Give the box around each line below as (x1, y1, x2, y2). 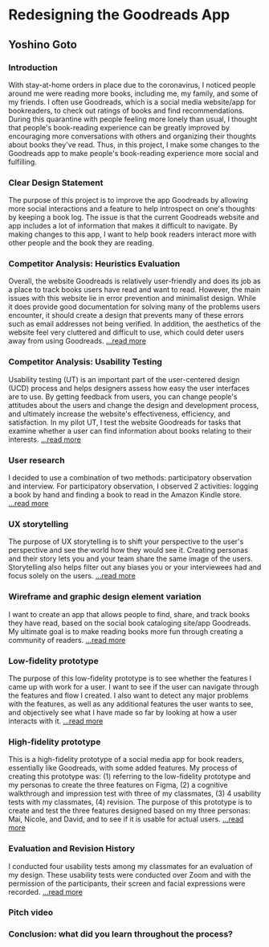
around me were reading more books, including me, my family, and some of (8, 89, 259, 98)
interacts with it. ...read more (8, 716, 104, 726)
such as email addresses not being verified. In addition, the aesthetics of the (8, 319, 261, 329)
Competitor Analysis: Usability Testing (8, 356, 163, 368)
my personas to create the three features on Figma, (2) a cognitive (8, 780, 228, 790)
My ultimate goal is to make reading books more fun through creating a (8, 626, 243, 636)
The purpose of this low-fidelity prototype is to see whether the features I (8, 673, 252, 683)
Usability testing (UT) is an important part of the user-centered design (8, 374, 240, 384)
